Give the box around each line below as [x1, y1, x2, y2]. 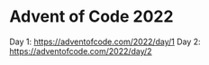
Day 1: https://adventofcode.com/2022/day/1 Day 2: [9, 36, 201, 47]
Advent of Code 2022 [9, 6, 174, 27]
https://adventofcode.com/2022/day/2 [9, 45, 152, 56]
